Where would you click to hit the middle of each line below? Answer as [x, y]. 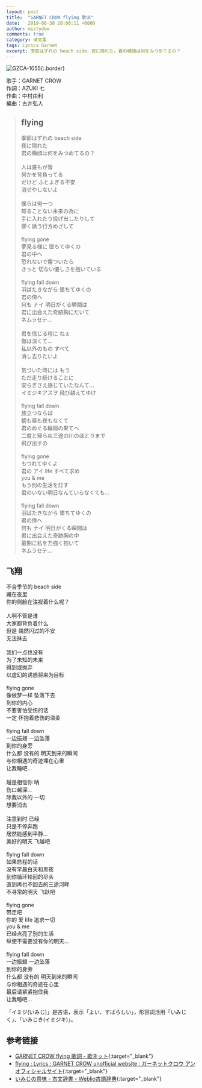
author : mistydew [28, 29]
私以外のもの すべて [45, 348]
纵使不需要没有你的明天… [38, 942]
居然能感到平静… [27, 834]
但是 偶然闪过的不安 [31, 631]
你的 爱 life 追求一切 [31, 920]
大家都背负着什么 [27, 623]
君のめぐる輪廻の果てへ [50, 428]
